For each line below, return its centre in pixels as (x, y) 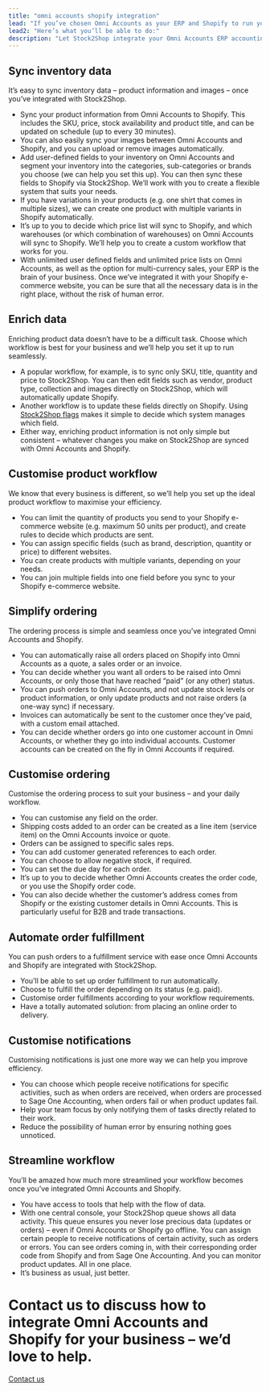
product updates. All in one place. (76, 1264)
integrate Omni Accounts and (108, 1322)
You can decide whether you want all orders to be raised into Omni (130, 672)
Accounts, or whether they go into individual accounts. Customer (127, 740)
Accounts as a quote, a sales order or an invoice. (101, 663)
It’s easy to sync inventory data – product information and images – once (129, 90)
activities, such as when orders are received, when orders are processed (141, 1092)
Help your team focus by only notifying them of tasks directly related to (138, 1109)
